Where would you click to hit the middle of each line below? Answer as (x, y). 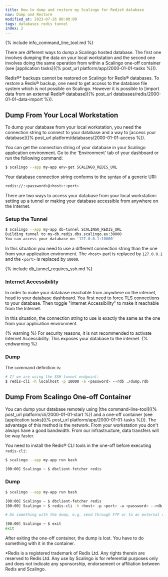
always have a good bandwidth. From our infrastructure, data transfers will (82, 430)
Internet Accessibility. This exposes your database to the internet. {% (76, 338)
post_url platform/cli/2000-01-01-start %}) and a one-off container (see (79, 414)
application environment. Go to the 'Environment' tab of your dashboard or (82, 153)
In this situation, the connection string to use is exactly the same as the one (83, 318)
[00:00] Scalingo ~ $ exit (33, 524)
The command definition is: (33, 368)
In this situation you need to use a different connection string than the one (81, 248)
